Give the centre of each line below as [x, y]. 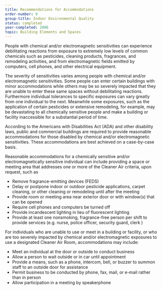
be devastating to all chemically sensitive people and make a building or [77, 112]
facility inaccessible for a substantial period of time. [56, 117]
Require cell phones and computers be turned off [61, 207]
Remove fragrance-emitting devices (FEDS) [55, 181]
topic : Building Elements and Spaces [43, 32]
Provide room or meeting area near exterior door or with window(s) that [83, 197]
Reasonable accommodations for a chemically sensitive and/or [68, 156]
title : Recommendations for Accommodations [50, 9]
